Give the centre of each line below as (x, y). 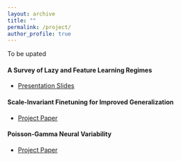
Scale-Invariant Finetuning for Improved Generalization (90, 102)
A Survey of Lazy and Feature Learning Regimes (80, 70)
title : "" (22, 21)
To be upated (27, 54)
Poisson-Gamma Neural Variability (60, 134)
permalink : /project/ (39, 27)
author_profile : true (39, 34)
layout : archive (31, 14)
